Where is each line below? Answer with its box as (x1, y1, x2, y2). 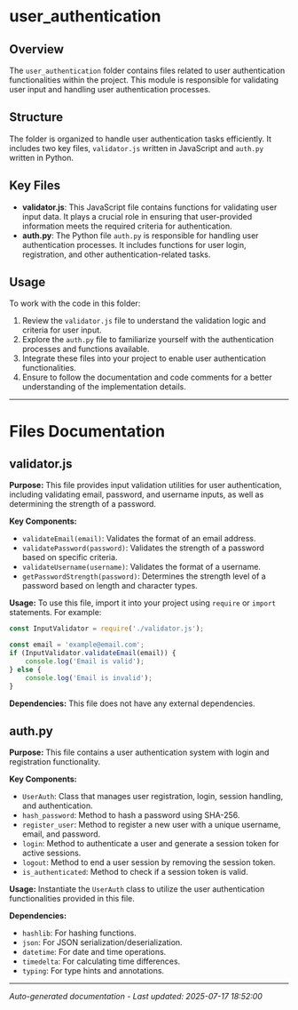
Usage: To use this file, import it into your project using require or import (9, 597, 277, 608)
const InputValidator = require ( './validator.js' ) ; (9, 624, 204, 633)
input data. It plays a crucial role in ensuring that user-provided (21, 211, 253, 221)
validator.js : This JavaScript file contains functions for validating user (21, 202, 278, 212)
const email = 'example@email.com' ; (9, 640, 145, 650)
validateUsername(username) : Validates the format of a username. (21, 562, 262, 573)
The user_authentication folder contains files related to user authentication (9, 65, 286, 76)
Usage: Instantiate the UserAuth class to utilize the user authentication (9, 884, 265, 894)
